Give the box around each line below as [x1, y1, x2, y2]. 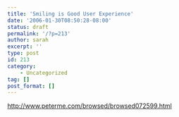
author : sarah [7, 37, 49, 44]
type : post [7, 50, 39, 57]
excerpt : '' [7, 43, 42, 50]
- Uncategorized [20, 69, 68, 76]
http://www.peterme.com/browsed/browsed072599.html [7, 101, 173, 110]
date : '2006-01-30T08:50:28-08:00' [7, 17, 112, 24]
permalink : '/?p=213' [7, 30, 71, 37]
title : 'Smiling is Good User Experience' [7, 10, 134, 18]
